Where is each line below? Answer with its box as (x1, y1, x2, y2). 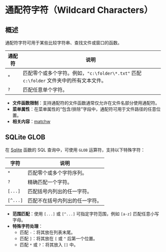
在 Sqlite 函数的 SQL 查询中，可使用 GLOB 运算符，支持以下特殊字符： (5, 147, 145, 153)
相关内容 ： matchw (12, 119, 51, 124)
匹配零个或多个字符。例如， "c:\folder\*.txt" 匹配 (23, 70, 142, 77)
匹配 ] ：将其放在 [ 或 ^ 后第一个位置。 (19, 235, 98, 241)
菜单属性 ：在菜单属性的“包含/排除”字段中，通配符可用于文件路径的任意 (12, 106, 157, 112)
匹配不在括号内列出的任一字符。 (28, 197, 102, 204)
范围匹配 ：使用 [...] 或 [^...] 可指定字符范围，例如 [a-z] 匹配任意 (12, 210, 151, 216)
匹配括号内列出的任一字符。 (28, 188, 92, 195)
